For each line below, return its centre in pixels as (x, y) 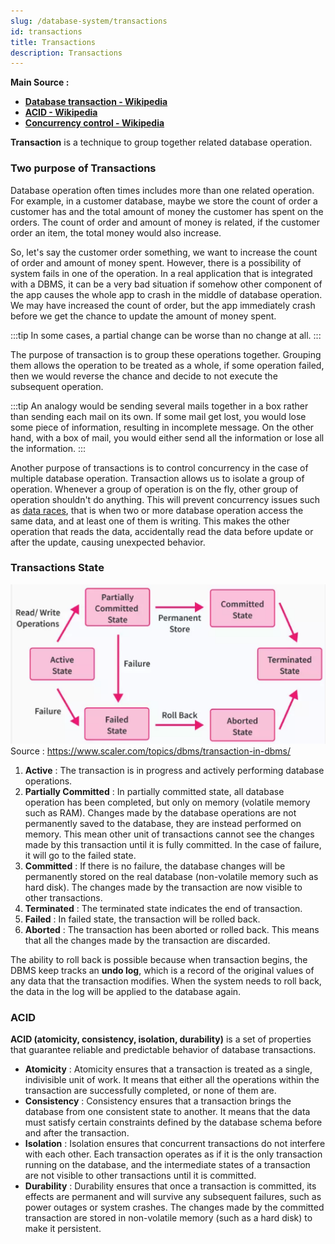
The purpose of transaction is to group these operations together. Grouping (166, 354)
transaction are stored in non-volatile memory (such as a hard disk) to (168, 1217)
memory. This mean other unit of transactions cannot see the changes (169, 834)
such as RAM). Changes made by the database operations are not (160, 812)
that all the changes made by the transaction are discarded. (147, 940)
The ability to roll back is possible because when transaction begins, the (159, 959)
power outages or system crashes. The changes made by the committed (174, 1207)
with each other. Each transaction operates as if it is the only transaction (173, 1154)
